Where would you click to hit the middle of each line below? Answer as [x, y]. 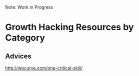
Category [25, 38]
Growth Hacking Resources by [69, 27]
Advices [18, 56]
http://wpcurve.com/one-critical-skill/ [44, 68]
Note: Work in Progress [29, 7]
